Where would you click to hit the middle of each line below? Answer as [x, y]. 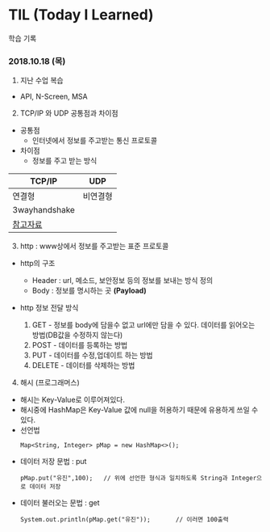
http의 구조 [37, 264]
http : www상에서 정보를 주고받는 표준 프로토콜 [94, 246]
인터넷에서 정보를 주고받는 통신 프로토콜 [95, 141]
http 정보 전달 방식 [49, 308]
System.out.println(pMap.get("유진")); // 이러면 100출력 [124, 520]
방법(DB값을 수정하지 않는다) [77, 335]
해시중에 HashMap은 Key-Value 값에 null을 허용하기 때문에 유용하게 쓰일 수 [139, 410]
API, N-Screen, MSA [54, 97]
